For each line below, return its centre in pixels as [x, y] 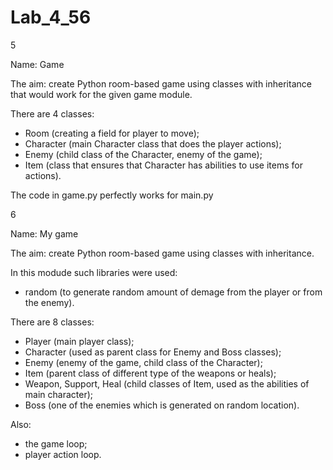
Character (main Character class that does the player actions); [153, 143]
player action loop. [63, 454]
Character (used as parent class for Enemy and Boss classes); [153, 352]
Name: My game [44, 233]
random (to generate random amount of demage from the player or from [173, 292]
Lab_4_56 [51, 17]
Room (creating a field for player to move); [112, 133]
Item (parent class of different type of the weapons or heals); [150, 373]
